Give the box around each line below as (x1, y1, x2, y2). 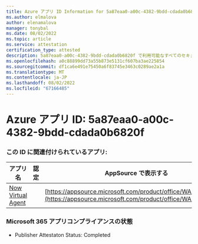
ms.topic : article (6, 36, 51, 42)
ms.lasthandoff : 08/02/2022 (6, 80, 75, 86)
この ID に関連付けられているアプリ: (6, 148, 108, 156)
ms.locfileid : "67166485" (6, 86, 70, 92)
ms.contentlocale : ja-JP (6, 74, 67, 80)
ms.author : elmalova (6, 14, 57, 20)
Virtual (9, 191, 28, 200)
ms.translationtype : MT (6, 69, 65, 75)
